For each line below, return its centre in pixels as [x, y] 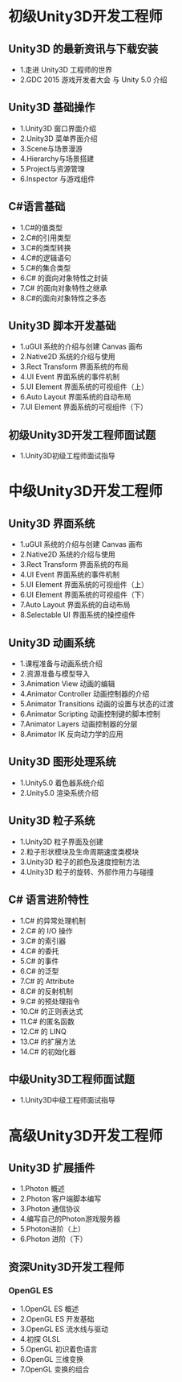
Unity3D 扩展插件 [52, 1167]
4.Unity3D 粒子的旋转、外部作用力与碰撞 [87, 871]
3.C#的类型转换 [45, 247]
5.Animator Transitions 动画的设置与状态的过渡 [97, 704]
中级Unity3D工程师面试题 [71, 1079]
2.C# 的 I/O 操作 [47, 930]
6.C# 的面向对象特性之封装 [64, 278]
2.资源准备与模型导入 [55, 674]
